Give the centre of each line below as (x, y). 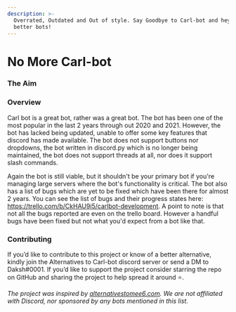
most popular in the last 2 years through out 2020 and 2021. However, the (114, 125)
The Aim (22, 84)
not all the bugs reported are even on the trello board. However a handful (113, 213)
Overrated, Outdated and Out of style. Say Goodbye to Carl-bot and (116, 20)
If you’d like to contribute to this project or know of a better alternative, (110, 254)
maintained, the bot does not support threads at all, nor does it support (110, 155)
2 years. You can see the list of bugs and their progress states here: (105, 198)
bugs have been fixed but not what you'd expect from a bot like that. (106, 221)
